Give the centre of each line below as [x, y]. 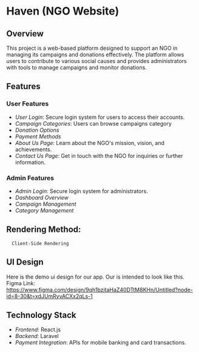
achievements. [33, 149]
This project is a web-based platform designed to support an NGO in [92, 48]
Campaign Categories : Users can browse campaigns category [93, 123]
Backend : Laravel [37, 336]
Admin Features [30, 178]
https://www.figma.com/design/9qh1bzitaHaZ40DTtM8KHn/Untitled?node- [99, 289]
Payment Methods [38, 136]
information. [30, 162]
